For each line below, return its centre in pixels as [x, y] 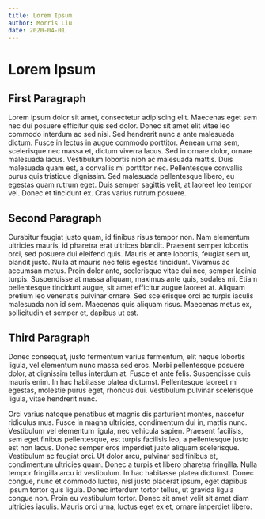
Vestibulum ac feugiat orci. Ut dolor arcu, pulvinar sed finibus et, [113, 456]
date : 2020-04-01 [37, 30]
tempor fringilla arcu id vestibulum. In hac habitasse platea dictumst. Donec [131, 473]
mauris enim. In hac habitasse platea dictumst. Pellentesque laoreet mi [123, 382]
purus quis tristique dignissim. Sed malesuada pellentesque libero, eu [121, 176]
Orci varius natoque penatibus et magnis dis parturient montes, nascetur [127, 414]
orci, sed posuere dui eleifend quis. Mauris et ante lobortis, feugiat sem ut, [129, 254]
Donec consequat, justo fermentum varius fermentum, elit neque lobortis [127, 356]
